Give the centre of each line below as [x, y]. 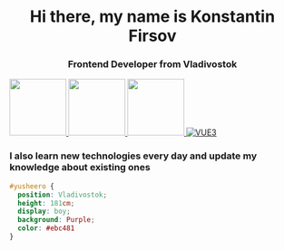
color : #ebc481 [46, 228]
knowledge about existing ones [80, 168]
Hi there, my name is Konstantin [152, 17]
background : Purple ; [56, 220]
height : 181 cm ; [46, 203]
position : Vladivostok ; [62, 195]
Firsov [152, 36]
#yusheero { [32, 186]
